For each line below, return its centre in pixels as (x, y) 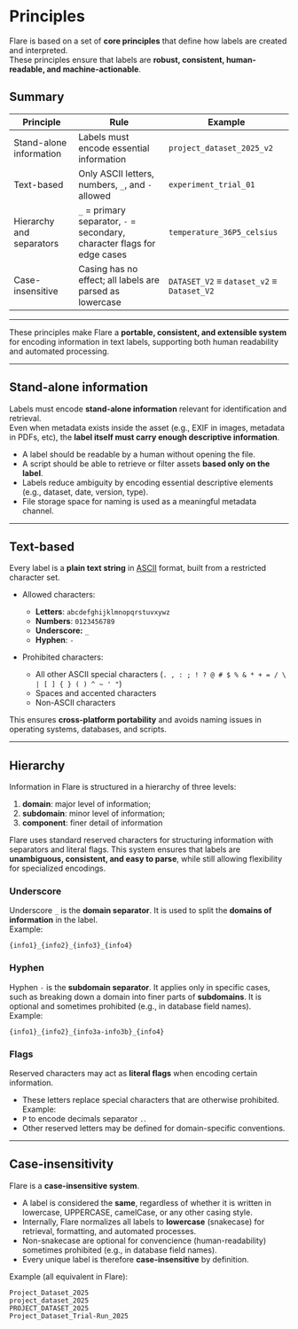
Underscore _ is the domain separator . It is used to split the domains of (141, 911)
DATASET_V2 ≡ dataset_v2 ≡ (223, 281)
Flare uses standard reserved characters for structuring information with (141, 840)
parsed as (99, 291)
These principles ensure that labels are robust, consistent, (117, 59)
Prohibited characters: (63, 657)
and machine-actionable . (94, 69)
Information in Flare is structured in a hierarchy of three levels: (123, 787)
